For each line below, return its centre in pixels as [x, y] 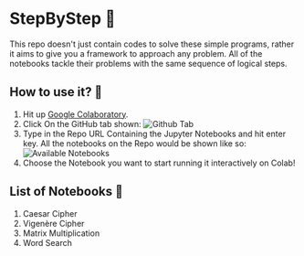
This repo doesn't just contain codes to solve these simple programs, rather [152, 44]
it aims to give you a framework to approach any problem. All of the [136, 53]
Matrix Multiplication [61, 233]
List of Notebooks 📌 [66, 192]
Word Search [47, 242]
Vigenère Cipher [53, 223]
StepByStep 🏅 [63, 19]
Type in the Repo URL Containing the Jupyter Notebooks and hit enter [154, 133]
